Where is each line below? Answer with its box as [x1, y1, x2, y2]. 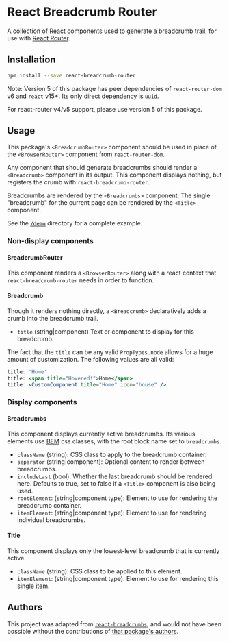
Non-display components [7, 236, 94, 246]
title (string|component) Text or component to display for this [16, 327, 195, 336]
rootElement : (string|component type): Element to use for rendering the [16, 494, 218, 502]
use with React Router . [7, 34, 70, 42]
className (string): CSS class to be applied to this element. [16, 567, 183, 576]
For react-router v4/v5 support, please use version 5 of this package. [7, 105, 203, 113]
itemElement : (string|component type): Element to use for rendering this [16, 574, 219, 582]
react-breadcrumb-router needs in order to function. [7, 275, 154, 284]
